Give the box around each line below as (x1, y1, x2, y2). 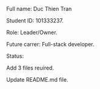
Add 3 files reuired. (6, 64, 55, 71)
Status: (6, 52, 24, 60)
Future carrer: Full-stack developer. (6, 41, 95, 48)
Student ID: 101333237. (6, 17, 64, 24)
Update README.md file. (6, 76, 68, 83)
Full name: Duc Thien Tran (6, 5, 72, 12)
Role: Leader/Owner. (6, 29, 58, 36)
